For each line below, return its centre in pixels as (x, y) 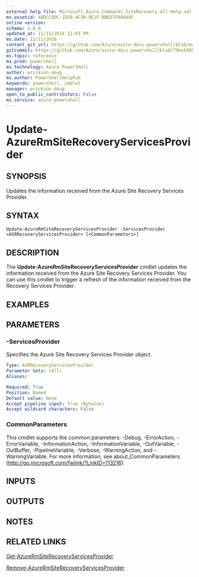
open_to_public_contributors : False (51, 94)
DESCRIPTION (33, 253)
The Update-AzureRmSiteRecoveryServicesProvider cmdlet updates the (97, 267)
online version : (26, 23)
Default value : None (32, 398)
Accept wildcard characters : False (50, 409)
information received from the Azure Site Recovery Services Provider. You (96, 273)
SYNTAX (23, 216)
